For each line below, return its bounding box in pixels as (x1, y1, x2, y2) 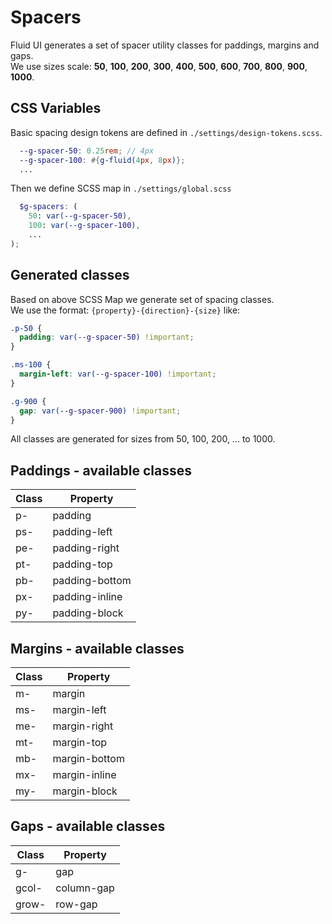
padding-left (52, 525, 113, 539)
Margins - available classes (10, 640, 185, 657)
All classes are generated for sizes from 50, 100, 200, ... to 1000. (10, 433, 276, 445)
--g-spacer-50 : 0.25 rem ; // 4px (19, 146, 155, 156)
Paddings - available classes (10, 462, 193, 479)
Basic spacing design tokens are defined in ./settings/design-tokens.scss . (10, 126, 323, 138)
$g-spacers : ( (19, 202, 78, 212)
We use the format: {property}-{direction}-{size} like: (10, 304, 241, 316)
